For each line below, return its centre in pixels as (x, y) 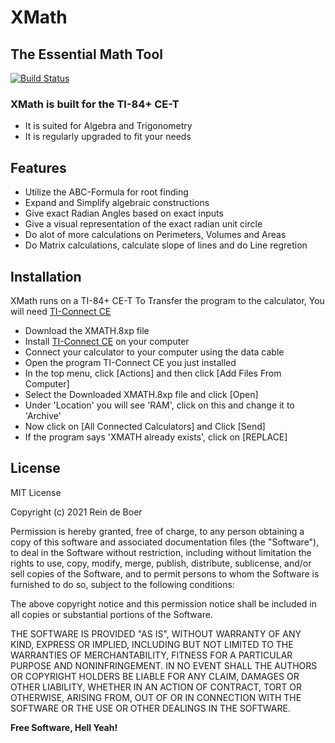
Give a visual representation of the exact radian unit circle (143, 224)
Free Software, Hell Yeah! (64, 727)
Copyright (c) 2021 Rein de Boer (76, 512)
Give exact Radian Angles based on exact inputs (124, 213)
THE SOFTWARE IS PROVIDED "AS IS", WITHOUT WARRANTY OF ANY (156, 633)
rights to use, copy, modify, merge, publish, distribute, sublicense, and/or (161, 563)
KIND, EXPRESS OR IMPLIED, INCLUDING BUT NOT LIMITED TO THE (152, 644)
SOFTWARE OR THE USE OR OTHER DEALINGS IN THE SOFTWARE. (150, 708)
